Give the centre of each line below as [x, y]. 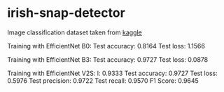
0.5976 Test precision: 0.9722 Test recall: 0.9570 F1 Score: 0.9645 [103, 80]
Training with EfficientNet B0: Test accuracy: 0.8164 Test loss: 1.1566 [106, 46]
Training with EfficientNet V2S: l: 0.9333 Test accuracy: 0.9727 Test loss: [113, 73]
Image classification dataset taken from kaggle [75, 32]
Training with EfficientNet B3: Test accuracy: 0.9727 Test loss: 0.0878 [108, 59]
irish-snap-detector [66, 13]
